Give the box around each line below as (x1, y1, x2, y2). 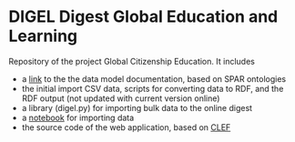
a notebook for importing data (21, 112, 135, 123)
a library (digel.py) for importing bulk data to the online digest (21, 102, 252, 113)
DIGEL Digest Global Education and (8, 6, 279, 27)
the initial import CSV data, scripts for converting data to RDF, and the (21, 83, 284, 94)
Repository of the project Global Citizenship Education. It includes (8, 56, 256, 66)
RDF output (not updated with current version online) (21, 93, 220, 104)
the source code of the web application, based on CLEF (21, 121, 231, 133)
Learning (8, 25, 78, 46)
